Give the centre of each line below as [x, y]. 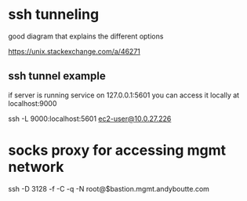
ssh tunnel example [57, 76]
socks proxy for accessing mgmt [117, 150]
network [36, 167]
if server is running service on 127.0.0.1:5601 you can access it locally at [124, 95]
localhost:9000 [33, 103]
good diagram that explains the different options [86, 36]
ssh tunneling [54, 15]
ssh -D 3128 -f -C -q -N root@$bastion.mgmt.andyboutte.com [109, 188]
